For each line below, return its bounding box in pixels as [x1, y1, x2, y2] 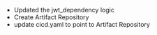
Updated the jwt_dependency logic [13, 6, 115, 14]
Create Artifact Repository [13, 13, 89, 21]
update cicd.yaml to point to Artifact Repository [13, 21, 150, 28]
